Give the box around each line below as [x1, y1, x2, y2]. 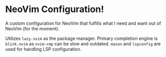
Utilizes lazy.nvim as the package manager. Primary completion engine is [5, 35, 158, 41]
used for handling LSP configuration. [5, 46, 82, 52]
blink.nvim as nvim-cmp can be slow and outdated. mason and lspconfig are [5, 40, 161, 46]
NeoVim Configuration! [5, 4, 104, 15]
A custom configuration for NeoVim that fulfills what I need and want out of [5, 20, 161, 26]
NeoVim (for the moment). [5, 25, 60, 31]
